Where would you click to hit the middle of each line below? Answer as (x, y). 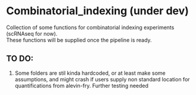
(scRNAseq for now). (32, 33)
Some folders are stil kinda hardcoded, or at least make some (90, 73)
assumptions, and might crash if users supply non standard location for (102, 79)
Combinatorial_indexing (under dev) (98, 11)
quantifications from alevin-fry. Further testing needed (82, 85)
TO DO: (20, 58)
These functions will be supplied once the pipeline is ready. (79, 40)
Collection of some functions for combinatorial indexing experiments (90, 27)
